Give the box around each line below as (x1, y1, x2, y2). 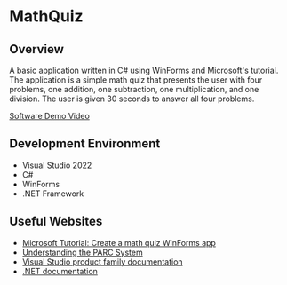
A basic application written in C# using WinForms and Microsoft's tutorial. (9, 65, 279, 75)
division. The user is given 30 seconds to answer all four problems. (9, 93, 255, 104)
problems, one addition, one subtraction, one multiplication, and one (9, 84, 259, 94)
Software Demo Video (9, 111, 91, 121)
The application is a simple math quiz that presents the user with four (9, 75, 263, 85)
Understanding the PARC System (21, 247, 144, 257)
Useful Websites (9, 214, 103, 229)
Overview (9, 42, 65, 57)
